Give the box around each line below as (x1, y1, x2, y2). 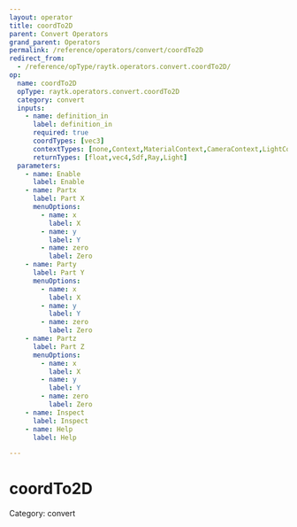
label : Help (32, 433, 77, 442)
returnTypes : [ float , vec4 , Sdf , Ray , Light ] (32, 152, 188, 162)
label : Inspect (32, 416, 89, 425)
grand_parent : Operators (9, 37, 101, 47)
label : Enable (32, 178, 86, 187)
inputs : (17, 104, 46, 112)
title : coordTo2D (9, 21, 73, 30)
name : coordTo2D (17, 79, 77, 88)
